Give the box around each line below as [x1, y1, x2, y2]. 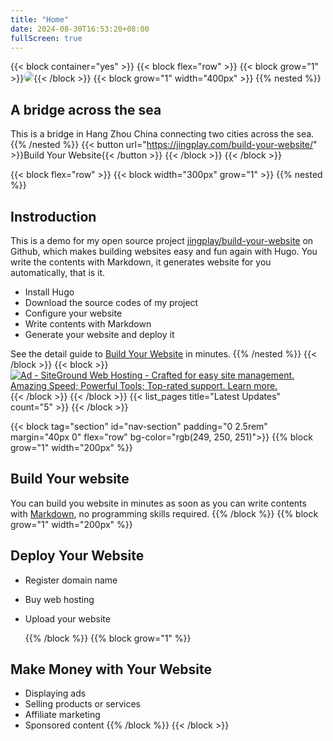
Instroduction [10, 208, 97, 225]
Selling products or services [24, 698, 141, 710]
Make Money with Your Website [10, 661, 213, 678]
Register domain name [24, 574, 118, 586]
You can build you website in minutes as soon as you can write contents [10, 497, 307, 509]
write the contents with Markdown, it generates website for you [10, 256, 272, 268]
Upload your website [24, 612, 111, 625]
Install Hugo [24, 286, 75, 298]
